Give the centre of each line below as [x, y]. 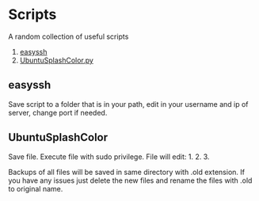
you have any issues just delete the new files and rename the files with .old [130, 180]
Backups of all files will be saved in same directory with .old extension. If [127, 172]
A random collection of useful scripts [69, 36]
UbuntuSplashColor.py [56, 60]
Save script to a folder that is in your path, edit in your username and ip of [128, 104]
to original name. [36, 188]
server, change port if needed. [58, 112]
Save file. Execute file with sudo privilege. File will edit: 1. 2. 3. [109, 157]
